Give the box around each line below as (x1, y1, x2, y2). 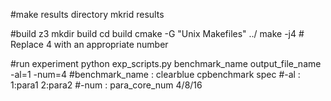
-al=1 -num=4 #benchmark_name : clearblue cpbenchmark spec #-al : (10, 69, 301, 80)
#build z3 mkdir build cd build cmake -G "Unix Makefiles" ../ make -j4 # (10, 28, 305, 39)
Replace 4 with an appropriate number (10, 39, 169, 50)
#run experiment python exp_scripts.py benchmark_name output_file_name (10, 58, 322, 69)
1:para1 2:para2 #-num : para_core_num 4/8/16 (10, 79, 203, 91)
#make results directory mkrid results (10, 9, 165, 20)
